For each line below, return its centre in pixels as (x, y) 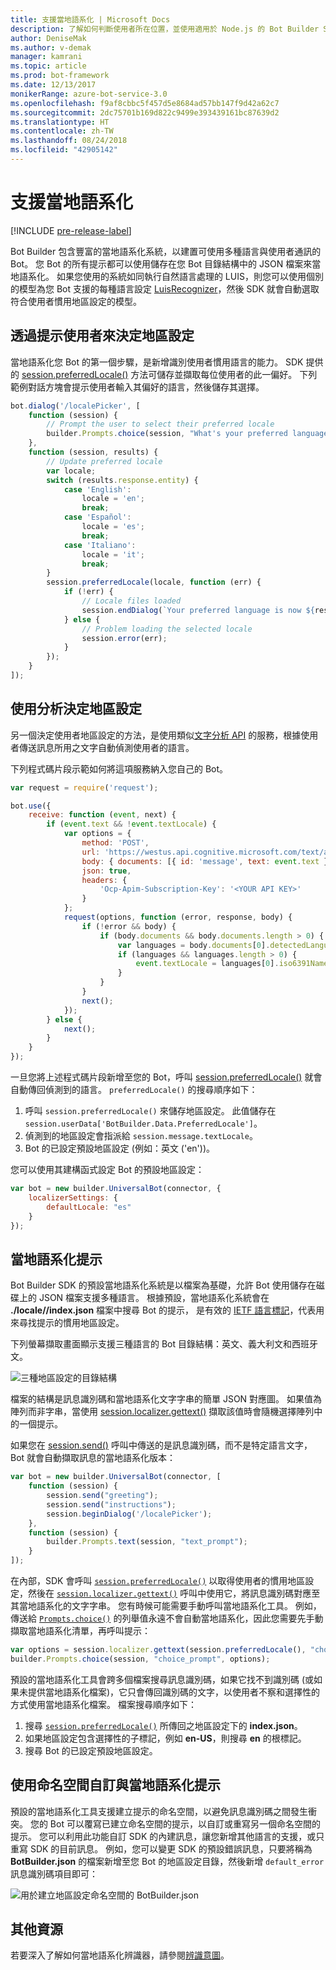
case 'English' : (97, 489)
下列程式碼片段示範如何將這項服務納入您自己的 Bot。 (119, 768)
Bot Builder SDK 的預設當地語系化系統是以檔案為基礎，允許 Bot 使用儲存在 (163, 1285)
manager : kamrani (46, 57)
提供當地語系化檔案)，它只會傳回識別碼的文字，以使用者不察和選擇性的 (174, 1692)
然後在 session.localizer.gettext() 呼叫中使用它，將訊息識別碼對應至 (174, 1593)
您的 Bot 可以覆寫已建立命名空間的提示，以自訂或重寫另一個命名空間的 (175, 1823)
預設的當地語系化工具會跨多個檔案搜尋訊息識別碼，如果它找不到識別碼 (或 (162, 1679)
